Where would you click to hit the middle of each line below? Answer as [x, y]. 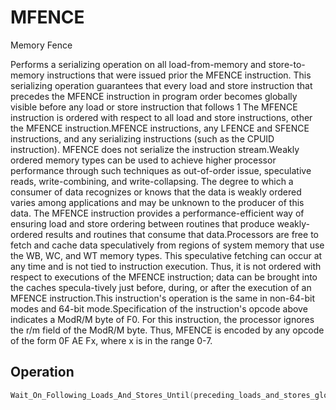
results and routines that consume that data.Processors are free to [181, 234]
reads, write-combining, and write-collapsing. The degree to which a [152, 181]
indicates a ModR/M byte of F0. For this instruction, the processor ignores [162, 319]
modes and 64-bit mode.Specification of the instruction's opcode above [159, 308]
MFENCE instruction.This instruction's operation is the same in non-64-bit [163, 298]
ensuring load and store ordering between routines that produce [142, 223]
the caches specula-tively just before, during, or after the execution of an [161, 287]
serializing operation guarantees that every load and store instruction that [161, 85]
